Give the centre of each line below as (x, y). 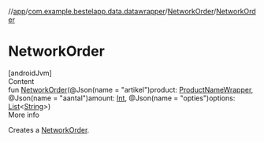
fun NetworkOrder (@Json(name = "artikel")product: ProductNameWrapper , (131, 89)
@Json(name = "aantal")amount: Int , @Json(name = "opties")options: (122, 98)
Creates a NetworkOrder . (49, 129)
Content (21, 81)
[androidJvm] (30, 73)
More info (24, 115)
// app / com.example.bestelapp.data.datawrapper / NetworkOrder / (112, 11)
